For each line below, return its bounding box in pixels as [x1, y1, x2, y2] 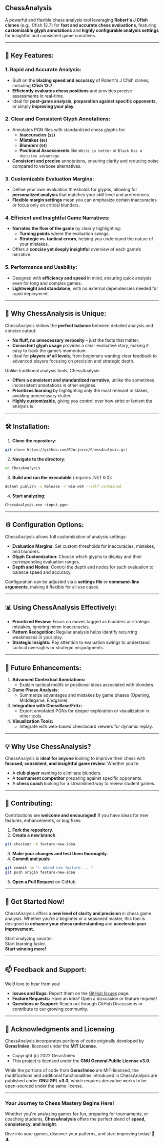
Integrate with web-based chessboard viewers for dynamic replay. [19, 723, 153, 730]
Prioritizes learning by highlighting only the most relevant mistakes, [12, 387, 149, 393]
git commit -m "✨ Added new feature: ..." [5, 865, 94, 870]
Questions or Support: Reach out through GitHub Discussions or [12, 1001, 143, 1007]
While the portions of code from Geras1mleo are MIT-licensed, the [5, 1067, 139, 1073]
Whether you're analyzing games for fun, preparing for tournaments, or [5, 1111, 148, 1117]
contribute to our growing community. [12, 1006, 89, 1012]
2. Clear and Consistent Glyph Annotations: [5, 115, 111, 122]
